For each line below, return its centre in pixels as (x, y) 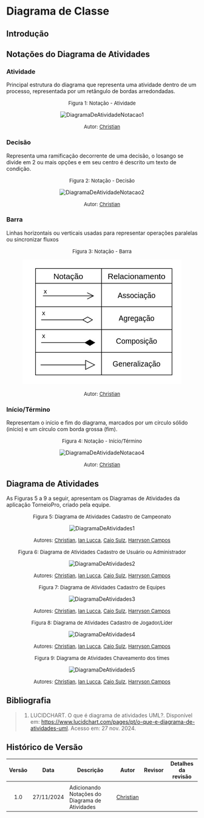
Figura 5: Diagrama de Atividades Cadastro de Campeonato (102, 516)
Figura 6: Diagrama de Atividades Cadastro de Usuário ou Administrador (102, 552)
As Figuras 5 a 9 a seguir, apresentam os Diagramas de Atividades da (93, 498)
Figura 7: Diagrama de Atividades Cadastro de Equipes (102, 587)
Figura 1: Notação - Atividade (102, 103)
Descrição (90, 770)
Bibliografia (29, 701)
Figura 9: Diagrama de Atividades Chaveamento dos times (102, 658)
